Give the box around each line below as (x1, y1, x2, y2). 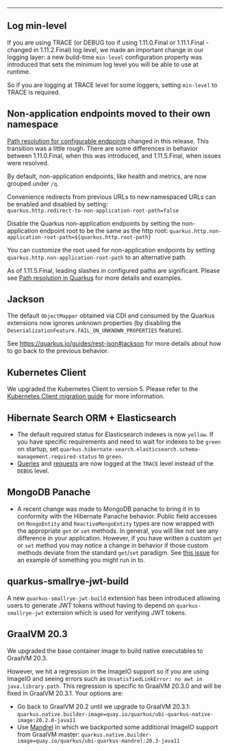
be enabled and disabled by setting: (7, 200, 108, 208)
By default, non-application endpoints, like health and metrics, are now (7, 172, 207, 180)
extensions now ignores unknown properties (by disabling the (7, 319, 181, 327)
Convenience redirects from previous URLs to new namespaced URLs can (7, 193, 216, 201)
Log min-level (7, 20, 67, 32)
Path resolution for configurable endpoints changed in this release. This (7, 136, 209, 145)
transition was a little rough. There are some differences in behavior (7, 144, 199, 152)
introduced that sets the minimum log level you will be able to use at (7, 60, 199, 69)
